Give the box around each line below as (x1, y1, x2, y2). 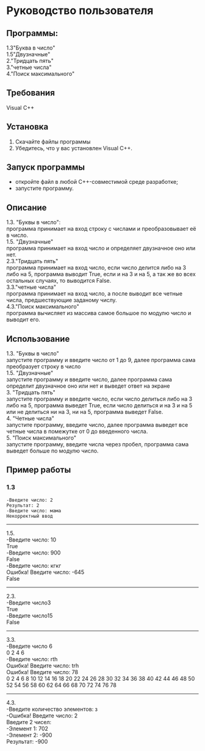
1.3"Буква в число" (6, 44, 56, 51)
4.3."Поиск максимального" (6, 303, 79, 310)
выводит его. (6, 316, 41, 324)
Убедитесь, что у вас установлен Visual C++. (15, 144, 132, 151)
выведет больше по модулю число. (6, 447, 99, 455)
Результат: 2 (6, 502, 40, 509)
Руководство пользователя (6, 4, 154, 18)
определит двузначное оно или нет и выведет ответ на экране (6, 382, 170, 390)
